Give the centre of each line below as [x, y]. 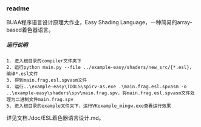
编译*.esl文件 [22, 74]
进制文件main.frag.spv [47, 100]
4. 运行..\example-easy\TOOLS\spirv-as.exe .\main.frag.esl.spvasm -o [97, 87]
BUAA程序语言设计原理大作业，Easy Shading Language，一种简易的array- [99, 22]
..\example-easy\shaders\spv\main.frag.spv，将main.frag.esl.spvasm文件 [98, 93]
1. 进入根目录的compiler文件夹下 [44, 61]
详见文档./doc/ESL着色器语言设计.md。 [55, 118]
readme [18, 8]
